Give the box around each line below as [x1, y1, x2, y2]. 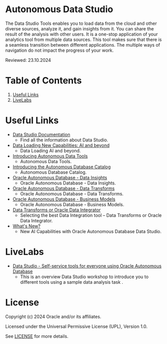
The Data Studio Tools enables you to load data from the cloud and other [5, 20, 157, 26]
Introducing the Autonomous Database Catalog [12, 164, 111, 170]
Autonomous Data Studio [5, 4, 113, 15]
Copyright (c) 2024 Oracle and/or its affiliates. [5, 313, 102, 320]
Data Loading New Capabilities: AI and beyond [12, 142, 110, 148]
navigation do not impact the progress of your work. [5, 47, 114, 53]
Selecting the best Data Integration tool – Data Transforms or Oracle [20, 212, 162, 218]
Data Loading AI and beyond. [20, 147, 81, 154]
